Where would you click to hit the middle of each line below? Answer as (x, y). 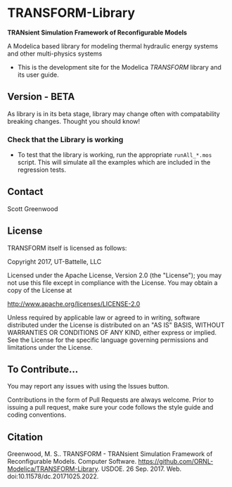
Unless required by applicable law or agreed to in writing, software (104, 317)
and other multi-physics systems (55, 53)
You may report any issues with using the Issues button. (88, 386)
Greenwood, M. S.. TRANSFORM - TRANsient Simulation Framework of (110, 454)
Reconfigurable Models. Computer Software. (72, 462)
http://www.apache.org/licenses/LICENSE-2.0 (74, 303)
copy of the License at (40, 290)
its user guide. (38, 75)
